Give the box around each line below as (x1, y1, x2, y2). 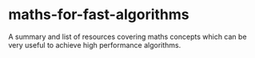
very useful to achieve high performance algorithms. (8, 40, 181, 49)
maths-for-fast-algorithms (8, 6, 189, 24)
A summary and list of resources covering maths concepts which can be (8, 32, 247, 41)
